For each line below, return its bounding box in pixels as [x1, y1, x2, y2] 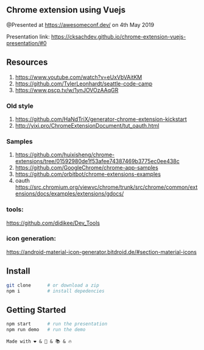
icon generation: [6, 235, 57, 243]
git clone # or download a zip [6, 282, 99, 288]
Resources [6, 57, 48, 68]
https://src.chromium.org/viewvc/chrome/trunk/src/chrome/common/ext [15, 183, 198, 191]
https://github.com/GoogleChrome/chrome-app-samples [15, 164, 158, 172]
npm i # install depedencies [6, 288, 105, 294]
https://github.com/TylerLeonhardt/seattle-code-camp [15, 79, 153, 87]
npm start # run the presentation [6, 321, 108, 327]
